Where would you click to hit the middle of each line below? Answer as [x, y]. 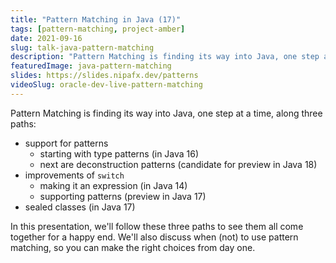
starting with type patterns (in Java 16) [119, 153]
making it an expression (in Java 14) [113, 185]
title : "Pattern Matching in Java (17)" [96, 19]
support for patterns [66, 143]
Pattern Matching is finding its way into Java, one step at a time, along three [166, 113]
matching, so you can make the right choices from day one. [133, 247]
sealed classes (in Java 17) [80, 207]
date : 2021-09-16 [46, 38]
